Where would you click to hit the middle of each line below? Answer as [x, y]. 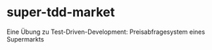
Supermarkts [25, 39]
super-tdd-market [61, 12]
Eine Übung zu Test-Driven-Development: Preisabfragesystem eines [106, 32]
